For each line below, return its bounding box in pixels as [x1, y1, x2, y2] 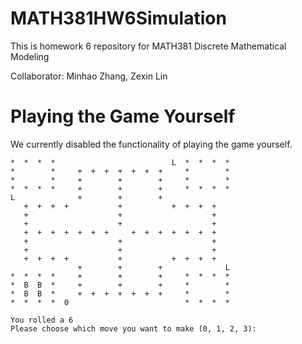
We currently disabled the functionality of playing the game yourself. [10, 138, 293, 150]
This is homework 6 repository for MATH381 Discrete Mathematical [10, 40, 287, 52]
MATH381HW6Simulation [10, 7, 227, 30]
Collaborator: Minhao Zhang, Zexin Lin [10, 70, 168, 82]
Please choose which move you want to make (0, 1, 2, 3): [10, 323, 257, 334]
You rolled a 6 [10, 315, 74, 325]
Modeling [10, 50, 50, 62]
